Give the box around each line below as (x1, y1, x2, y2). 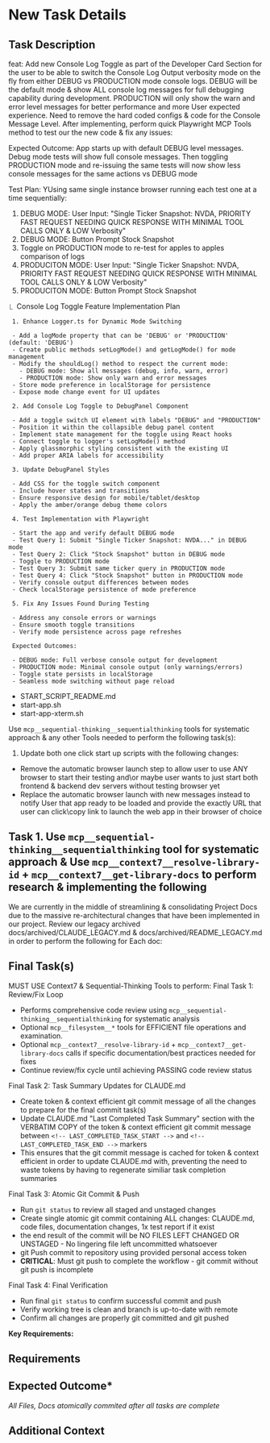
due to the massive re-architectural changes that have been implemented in (8, 910, 260, 920)
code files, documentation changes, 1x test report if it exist (19, 1221, 215, 1231)
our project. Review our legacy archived (8, 919, 141, 929)
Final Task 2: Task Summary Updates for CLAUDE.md (8, 1080, 186, 1090)
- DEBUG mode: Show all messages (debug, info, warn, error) (19, 367, 229, 375)
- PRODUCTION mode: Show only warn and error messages (19, 374, 207, 382)
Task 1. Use (8, 830, 66, 844)
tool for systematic (162, 842, 260, 856)
